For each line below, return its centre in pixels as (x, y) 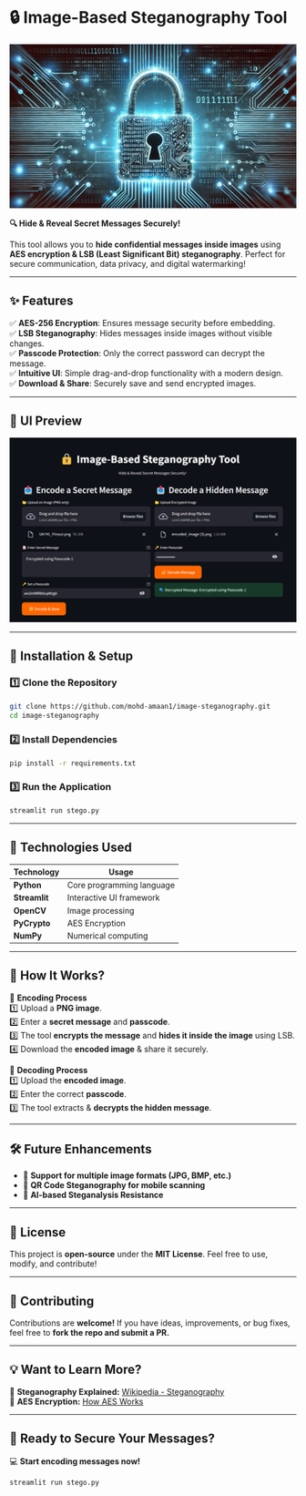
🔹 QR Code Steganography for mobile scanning (114, 1185)
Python (27, 886)
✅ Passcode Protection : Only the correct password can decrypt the (138, 353)
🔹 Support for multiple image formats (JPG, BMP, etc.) (127, 1175)
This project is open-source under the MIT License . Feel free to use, (139, 1255)
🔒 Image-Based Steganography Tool (148, 18)
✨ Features (41, 301)
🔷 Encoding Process (48, 998)
